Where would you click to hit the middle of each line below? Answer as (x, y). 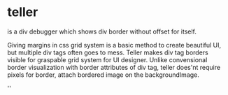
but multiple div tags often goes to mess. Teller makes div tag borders (108, 52)
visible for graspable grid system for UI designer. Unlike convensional (107, 59)
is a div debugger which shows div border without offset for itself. (102, 31)
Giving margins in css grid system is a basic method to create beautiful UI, (114, 45)
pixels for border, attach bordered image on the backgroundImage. (103, 75)
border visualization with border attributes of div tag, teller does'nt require (114, 67)
